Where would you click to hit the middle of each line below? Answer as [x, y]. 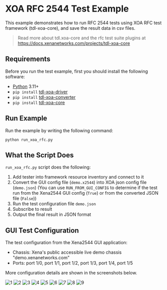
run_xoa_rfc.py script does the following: [48, 167]
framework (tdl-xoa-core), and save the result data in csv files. [70, 28]
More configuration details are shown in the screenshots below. [71, 273]
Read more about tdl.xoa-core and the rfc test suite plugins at [81, 38]
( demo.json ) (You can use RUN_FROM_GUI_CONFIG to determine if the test [85, 188]
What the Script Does [40, 155]
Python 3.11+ [26, 86]
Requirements [28, 59]
